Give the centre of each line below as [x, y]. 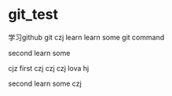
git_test [33, 15]
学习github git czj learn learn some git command [86, 37]
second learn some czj [45, 83]
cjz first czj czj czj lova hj [49, 68]
